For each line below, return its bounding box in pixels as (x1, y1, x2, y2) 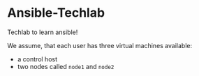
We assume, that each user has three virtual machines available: (7, 41, 193, 50)
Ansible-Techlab (7, 5, 105, 21)
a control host (17, 54, 58, 63)
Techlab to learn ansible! (7, 28, 78, 36)
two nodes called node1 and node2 (17, 62, 115, 70)
